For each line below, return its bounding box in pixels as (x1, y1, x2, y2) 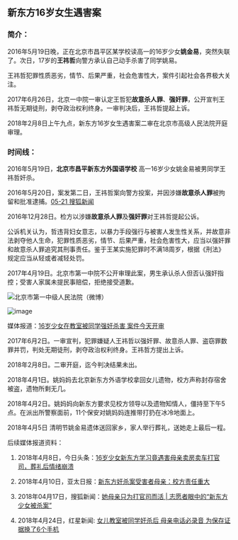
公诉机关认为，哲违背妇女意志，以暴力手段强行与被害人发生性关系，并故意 (7, 227, 225, 236)
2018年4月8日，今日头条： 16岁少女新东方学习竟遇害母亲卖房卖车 (17, 453, 208, 461)
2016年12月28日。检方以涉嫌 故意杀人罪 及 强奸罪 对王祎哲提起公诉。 (7, 212, 203, 221)
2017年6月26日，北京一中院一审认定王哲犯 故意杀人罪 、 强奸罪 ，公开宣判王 (7, 95, 225, 103)
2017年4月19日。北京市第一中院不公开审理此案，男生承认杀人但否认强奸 (7, 268, 218, 277)
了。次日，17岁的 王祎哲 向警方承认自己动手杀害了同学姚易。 (7, 56, 181, 64)
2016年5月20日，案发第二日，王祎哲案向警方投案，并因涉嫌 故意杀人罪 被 (7, 188, 220, 197)
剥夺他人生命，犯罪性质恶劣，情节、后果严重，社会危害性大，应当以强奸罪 (13, 236, 231, 244)
